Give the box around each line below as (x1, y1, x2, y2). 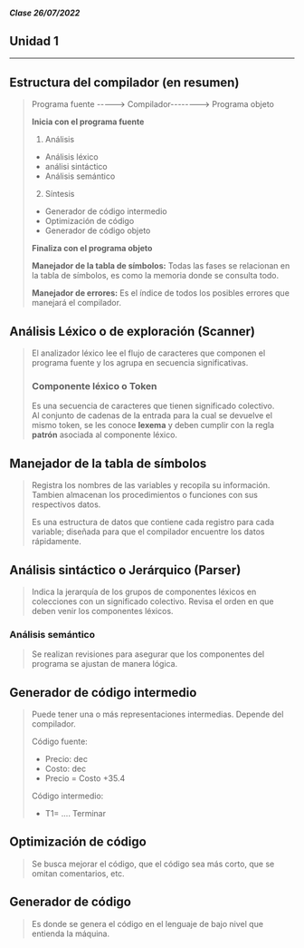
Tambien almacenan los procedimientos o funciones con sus (31, 490, 258, 501)
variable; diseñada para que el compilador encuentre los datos (31, 526, 265, 537)
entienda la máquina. (31, 928, 110, 939)
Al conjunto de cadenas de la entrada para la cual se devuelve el (31, 410, 273, 421)
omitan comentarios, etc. (31, 867, 125, 879)
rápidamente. (31, 536, 81, 547)
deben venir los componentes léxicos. (31, 605, 174, 616)
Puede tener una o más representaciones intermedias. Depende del (31, 709, 284, 720)
